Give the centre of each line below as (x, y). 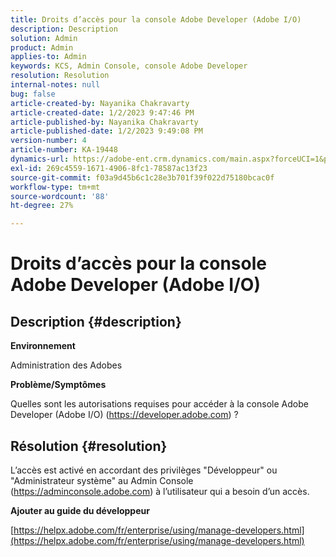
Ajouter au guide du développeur (80, 510)
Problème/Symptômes (58, 385)
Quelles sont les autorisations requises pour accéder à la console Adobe (159, 404)
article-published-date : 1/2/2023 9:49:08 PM (106, 131)
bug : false (33, 94)
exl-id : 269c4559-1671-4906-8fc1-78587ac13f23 (109, 168)
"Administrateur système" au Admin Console (102, 480)
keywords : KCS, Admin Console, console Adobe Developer (129, 66)
